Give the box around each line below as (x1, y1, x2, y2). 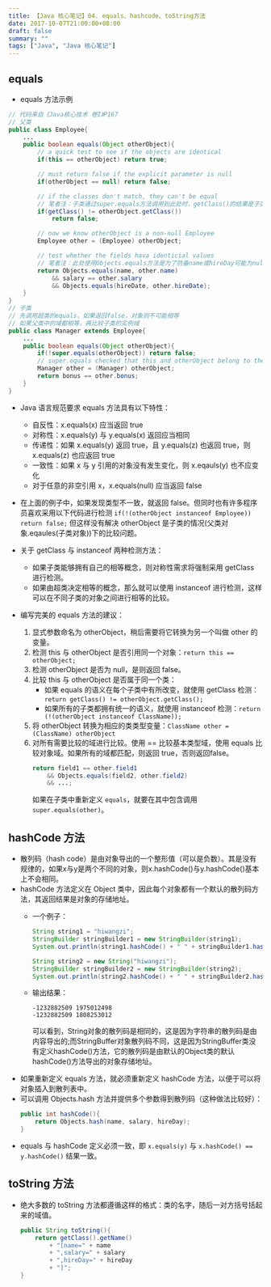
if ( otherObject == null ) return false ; (37, 177, 172, 186)
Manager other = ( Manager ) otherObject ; (37, 365, 175, 373)
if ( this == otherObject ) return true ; (37, 155, 168, 164)
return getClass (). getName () (35, 1234, 133, 1242)
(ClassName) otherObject (31, 730, 116, 738)
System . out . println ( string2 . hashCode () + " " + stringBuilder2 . (31, 972, 253, 980)
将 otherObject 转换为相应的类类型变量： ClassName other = (31, 721, 230, 730)
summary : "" (8, 34, 48, 43)
